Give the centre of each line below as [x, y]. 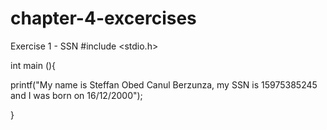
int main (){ [33, 65]
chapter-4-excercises [103, 18]
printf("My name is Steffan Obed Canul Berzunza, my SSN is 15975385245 [164, 84]
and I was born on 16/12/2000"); [76, 95]
